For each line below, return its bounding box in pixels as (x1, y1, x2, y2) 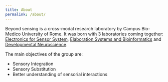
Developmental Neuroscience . (5, 41, 68, 47)
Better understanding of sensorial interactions (12, 71, 108, 77)
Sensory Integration (12, 61, 54, 67)
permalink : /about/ (5, 12, 46, 17)
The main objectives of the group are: (5, 51, 83, 57)
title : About (5, 7, 33, 12)
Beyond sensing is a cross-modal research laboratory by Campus (5, 25, 140, 31)
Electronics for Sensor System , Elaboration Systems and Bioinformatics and (5, 36, 161, 42)
